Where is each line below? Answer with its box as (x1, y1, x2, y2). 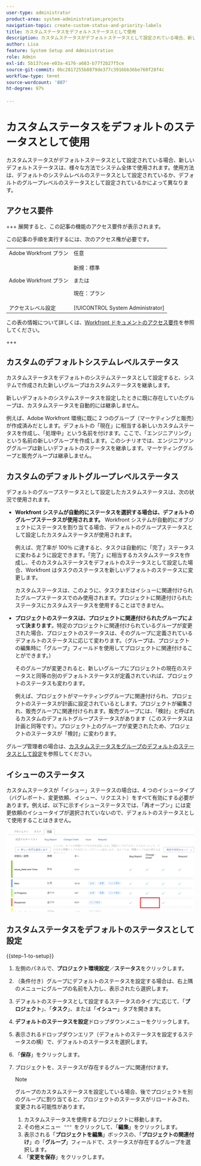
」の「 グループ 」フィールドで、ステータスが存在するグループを (29, 1138, 186, 1146)
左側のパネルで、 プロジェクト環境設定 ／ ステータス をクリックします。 (14, 964, 187, 972)
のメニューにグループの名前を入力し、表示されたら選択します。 (14, 985, 172, 992)
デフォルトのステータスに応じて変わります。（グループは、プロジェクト (14, 637, 190, 645)
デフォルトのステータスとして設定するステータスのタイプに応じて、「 (14, 997, 185, 1005)
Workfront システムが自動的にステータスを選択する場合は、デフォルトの (14, 509, 194, 516)
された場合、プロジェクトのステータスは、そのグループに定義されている (14, 630, 193, 637)
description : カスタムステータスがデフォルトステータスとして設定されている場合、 (6, 35, 188, 41)
